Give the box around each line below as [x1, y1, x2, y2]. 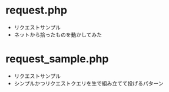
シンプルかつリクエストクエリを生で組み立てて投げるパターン [14, 80, 164, 87]
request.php [5, 4, 68, 17]
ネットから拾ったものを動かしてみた [14, 31, 102, 38]
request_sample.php [5, 52, 109, 65]
